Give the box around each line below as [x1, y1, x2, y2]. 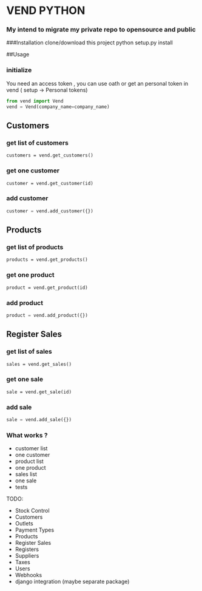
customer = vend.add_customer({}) [6, 208, 94, 214]
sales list [15, 471, 38, 478]
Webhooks [15, 572, 42, 579]
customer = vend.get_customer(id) [6, 180, 94, 186]
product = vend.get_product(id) [6, 285, 88, 291]
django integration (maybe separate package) [15, 578, 130, 586]
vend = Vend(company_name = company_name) [6, 104, 110, 110]
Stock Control [15, 507, 50, 515]
